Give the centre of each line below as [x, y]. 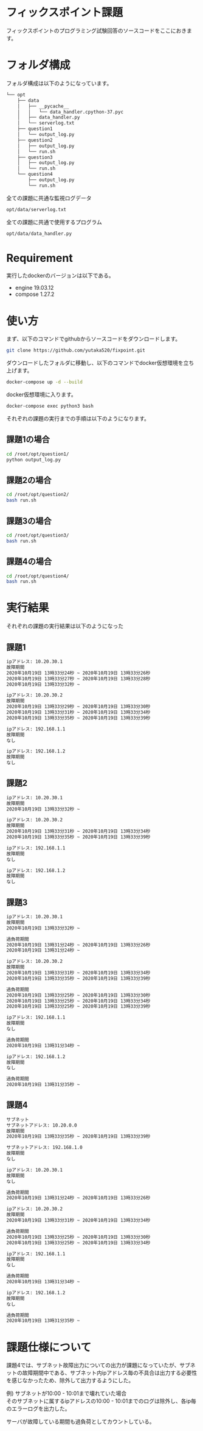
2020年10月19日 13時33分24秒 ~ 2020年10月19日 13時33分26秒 [78, 673]
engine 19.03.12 [34, 288]
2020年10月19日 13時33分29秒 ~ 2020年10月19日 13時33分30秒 [78, 707]
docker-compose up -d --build [45, 382]
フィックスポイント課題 [65, 13]
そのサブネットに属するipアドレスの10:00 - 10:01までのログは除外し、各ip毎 [101, 1401]
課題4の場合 [29, 562]
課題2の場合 [29, 480]
